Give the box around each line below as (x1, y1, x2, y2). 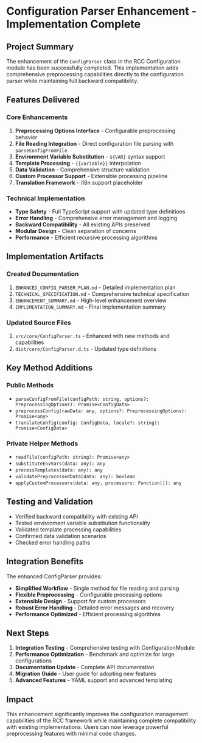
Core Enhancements (6, 113, 68, 121)
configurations (15, 657, 52, 664)
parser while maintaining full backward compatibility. (6, 77, 139, 84)
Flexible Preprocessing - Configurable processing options (15, 590, 162, 598)
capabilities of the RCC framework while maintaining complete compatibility (6, 717, 197, 724)
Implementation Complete (6, 17, 141, 31)
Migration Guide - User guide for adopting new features (15, 670, 156, 678)
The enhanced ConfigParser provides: (6, 572, 102, 580)
